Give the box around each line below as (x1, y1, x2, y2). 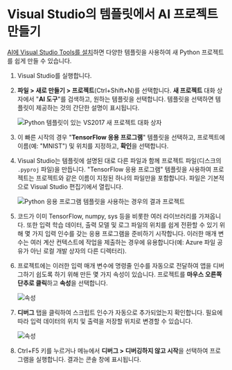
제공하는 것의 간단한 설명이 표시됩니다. (35, 103, 140, 112)
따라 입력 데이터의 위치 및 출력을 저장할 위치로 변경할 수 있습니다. (17, 317, 193, 325)
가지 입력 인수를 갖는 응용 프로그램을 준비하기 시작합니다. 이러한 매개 (32, 229, 217, 237)
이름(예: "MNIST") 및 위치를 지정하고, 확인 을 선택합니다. (17, 142, 169, 150)
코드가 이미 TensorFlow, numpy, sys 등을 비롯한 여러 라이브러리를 (17, 212, 197, 220)
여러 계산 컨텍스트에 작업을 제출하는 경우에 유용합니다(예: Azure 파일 (30, 237, 216, 246)
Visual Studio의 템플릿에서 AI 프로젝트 (7, 6, 218, 22)
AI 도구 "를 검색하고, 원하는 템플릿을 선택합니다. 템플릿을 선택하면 (38, 94, 214, 103)
